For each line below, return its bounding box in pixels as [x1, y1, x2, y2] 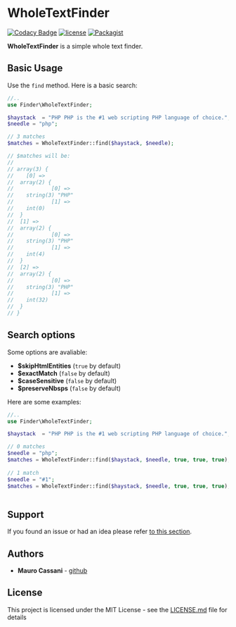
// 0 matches [7, 443, 46, 450]
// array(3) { [7, 166, 49, 173]
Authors [7, 547, 44, 559]
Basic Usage [7, 62, 63, 75]
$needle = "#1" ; [7, 476, 55, 483]
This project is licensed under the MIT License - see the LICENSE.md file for [7, 605, 228, 614]
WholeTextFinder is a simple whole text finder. [7, 42, 143, 50]
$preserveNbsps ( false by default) [17, 384, 122, 392]
